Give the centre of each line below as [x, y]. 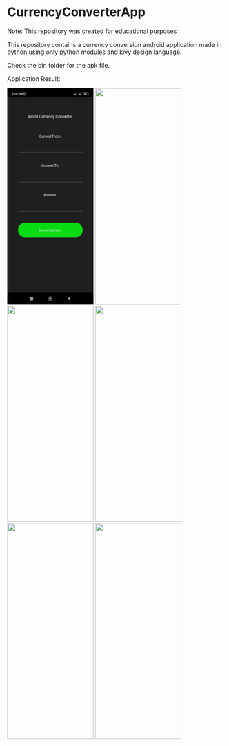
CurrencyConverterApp [77, 12]
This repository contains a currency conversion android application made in [114, 44]
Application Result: [34, 78]
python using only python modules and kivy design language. [94, 52]
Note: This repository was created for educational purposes [92, 31]
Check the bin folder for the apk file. [59, 65]
